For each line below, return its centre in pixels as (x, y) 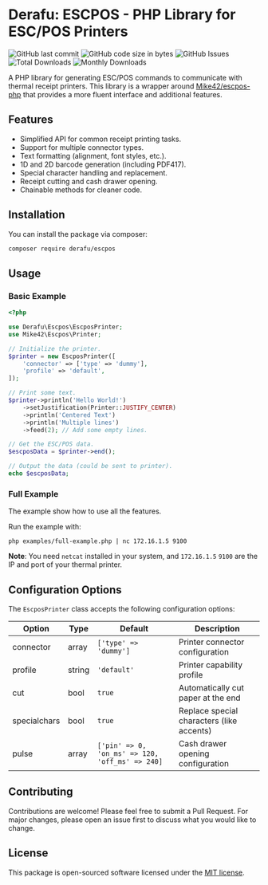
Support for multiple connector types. (82, 147)
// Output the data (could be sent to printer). (91, 466)
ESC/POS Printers (69, 31)
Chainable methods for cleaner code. (81, 190)
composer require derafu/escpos (62, 249)
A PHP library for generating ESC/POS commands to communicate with (126, 77)
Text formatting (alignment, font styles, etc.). (93, 155)
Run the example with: (45, 527)
